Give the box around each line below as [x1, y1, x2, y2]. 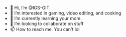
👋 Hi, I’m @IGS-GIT [10, 5, 50, 10]
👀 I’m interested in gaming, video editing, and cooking [10, 10, 121, 16]
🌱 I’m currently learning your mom [10, 15, 81, 21]
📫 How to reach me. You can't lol [10, 26, 80, 32]
